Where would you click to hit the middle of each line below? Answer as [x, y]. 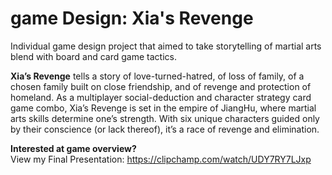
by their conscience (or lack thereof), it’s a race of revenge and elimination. [165, 129]
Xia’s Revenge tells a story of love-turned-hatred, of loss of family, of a [157, 76]
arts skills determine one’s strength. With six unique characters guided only [165, 118]
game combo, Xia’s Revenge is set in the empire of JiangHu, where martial [163, 108]
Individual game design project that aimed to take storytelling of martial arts [166, 46]
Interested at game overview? [73, 148]
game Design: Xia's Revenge [132, 18]
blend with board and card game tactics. [93, 56]
